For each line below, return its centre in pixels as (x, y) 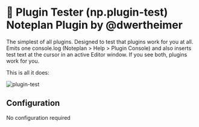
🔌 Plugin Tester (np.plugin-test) (87, 12)
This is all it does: (28, 72)
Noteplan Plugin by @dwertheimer (94, 25)
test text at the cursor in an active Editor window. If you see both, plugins (97, 54)
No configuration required (38, 117)
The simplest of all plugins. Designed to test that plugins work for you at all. (100, 42)
